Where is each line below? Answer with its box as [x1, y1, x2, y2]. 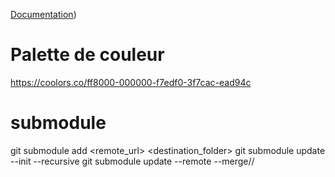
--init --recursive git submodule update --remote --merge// [10, 155, 255, 167]
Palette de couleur [10, 44, 165, 66]
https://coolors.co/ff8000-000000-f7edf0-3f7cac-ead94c [10, 76, 252, 88]
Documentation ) [10, 9, 77, 20]
